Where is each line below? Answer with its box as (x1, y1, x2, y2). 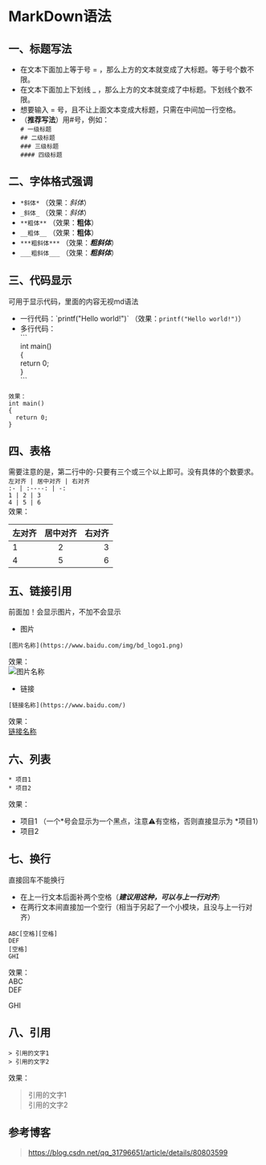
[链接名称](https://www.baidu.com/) (8, 701, 126, 709)
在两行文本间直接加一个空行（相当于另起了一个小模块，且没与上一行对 (19, 901, 253, 912)
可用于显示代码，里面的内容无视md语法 (8, 296, 139, 306)
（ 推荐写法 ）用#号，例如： (19, 115, 110, 125)
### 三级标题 (19, 142, 59, 150)
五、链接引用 (8, 584, 72, 598)
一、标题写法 (8, 42, 72, 55)
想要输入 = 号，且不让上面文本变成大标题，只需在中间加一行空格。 (19, 105, 240, 114)
